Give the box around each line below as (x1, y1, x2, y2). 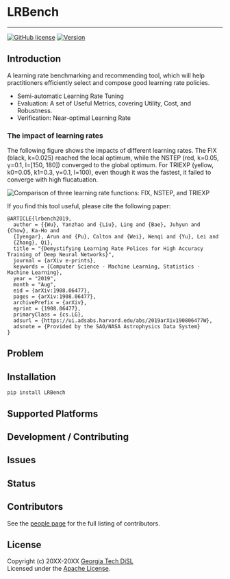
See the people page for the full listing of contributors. (7, 519, 161, 528)
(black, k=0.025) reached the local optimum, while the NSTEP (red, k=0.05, (7, 153, 219, 162)
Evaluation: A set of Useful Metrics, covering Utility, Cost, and (16, 99, 192, 107)
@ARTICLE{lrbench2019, (7, 215, 72, 223)
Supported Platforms (7, 408, 99, 419)
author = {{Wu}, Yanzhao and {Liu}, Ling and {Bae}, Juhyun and (13, 221, 201, 228)
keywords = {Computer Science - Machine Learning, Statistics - (13, 263, 201, 271)
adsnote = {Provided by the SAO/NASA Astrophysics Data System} (13, 323, 201, 330)
